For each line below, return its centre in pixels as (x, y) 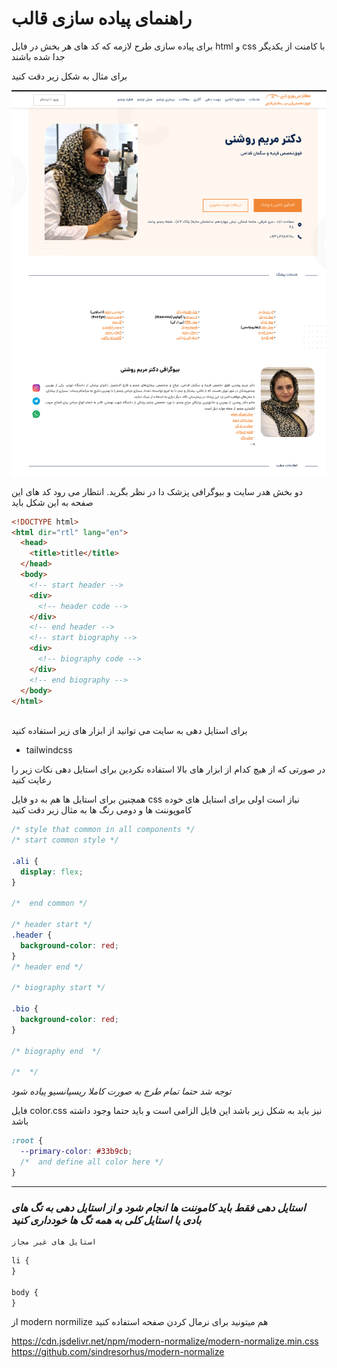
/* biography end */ (56, 1051)
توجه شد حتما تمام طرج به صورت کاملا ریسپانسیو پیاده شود (121, 1091)
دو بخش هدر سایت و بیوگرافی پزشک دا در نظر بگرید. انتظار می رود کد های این (157, 491)
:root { (27, 1141)
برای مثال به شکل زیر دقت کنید (69, 76)
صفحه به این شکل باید (52, 502)
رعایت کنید (31, 780)
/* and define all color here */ (92, 1162)
